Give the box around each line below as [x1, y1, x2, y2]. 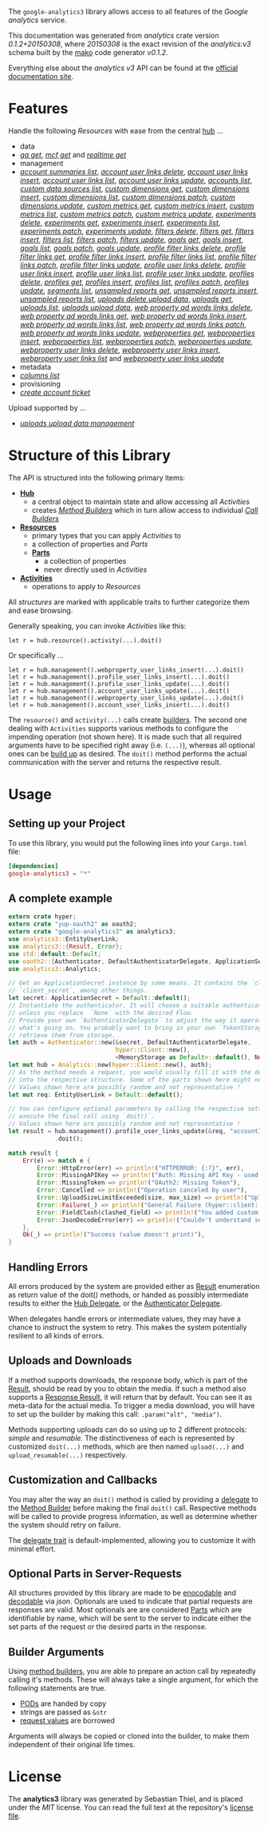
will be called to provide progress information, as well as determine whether [8, 1511, 258, 1521]
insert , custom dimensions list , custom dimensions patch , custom [19, 192, 235, 202]
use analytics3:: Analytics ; [8, 965, 102, 973]
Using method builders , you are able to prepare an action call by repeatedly [8, 1667, 257, 1676]
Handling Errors [8, 1260, 89, 1274]
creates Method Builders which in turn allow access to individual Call [31, 505, 258, 514]
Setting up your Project [8, 817, 126, 831]
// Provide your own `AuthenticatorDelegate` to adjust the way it [8, 1016, 238, 1025]
